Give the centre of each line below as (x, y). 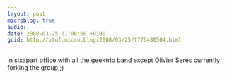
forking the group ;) (36, 68)
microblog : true (31, 20)
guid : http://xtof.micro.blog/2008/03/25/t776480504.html (94, 40)
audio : (17, 27)
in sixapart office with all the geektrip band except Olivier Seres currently (114, 60)
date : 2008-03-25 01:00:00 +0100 (57, 34)
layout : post (27, 14)
